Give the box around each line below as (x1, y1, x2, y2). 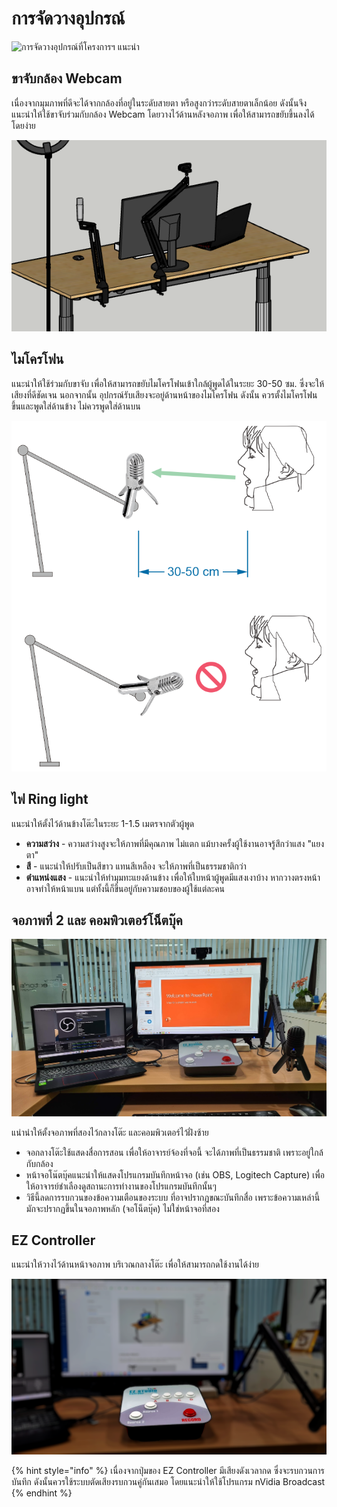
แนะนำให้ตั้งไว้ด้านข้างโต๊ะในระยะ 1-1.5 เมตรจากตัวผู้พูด (11, 817, 195, 829)
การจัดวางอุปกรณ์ (11, 7, 126, 30)
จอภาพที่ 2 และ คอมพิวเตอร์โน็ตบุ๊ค (11, 912, 183, 929)
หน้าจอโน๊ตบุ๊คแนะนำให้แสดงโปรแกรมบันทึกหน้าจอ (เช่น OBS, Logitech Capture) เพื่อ (25, 1168, 325, 1181)
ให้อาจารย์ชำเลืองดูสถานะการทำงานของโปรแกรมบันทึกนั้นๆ (25, 1180, 217, 1192)
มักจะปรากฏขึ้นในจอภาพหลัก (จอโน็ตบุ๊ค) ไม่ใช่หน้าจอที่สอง (25, 1202, 220, 1214)
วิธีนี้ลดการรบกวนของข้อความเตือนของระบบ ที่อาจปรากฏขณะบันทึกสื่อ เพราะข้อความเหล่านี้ (25, 1191, 321, 1203)
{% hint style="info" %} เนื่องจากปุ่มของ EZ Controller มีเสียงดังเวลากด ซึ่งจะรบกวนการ (11, 1464, 325, 1476)
